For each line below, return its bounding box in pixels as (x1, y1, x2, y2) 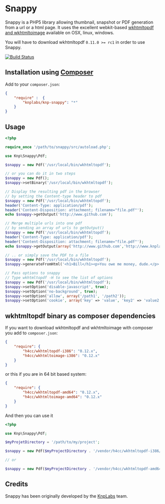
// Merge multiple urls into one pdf (5, 221, 82, 226)
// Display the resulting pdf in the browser (5, 189, 100, 194)
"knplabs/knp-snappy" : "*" (23, 100, 78, 105)
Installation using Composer (5, 68, 93, 77)
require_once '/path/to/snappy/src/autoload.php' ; (5, 145, 111, 149)
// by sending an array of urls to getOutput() (5, 226, 105, 231)
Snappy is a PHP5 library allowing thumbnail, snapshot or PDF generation (5, 19, 154, 25)
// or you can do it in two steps (5, 171, 76, 176)
